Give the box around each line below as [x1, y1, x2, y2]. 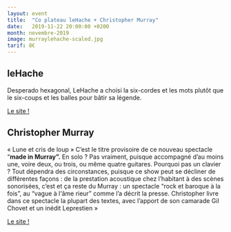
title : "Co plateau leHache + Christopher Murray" [7, 17, 159, 23]
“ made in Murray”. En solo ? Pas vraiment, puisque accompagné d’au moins [7, 153, 224, 161]
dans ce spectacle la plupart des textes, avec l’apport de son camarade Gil [7, 196, 219, 204]
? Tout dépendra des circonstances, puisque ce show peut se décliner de [7, 167, 216, 175]
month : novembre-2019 [7, 29, 70, 37]
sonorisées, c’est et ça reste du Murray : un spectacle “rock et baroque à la [7, 182, 221, 190]
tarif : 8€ [7, 42, 36, 49]
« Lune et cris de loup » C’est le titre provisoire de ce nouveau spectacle [7, 145, 213, 153]
